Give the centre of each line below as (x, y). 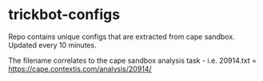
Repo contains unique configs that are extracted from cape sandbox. (122, 37)
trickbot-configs (64, 15)
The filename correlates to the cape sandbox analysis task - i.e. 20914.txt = (133, 60)
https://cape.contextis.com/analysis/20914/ (80, 68)
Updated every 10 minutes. (53, 44)
